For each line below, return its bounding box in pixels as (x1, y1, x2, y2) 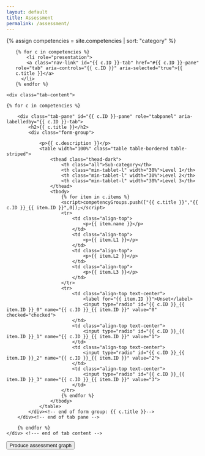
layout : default (6, 9, 48, 15)
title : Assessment (6, 15, 53, 21)
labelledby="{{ (6, 119, 45, 125)
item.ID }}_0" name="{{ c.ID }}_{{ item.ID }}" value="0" (6, 307, 157, 313)
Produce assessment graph (9, 442, 72, 449)
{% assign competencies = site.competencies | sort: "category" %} (6, 37, 176, 45)
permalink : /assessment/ (6, 20, 70, 26)
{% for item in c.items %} (61, 194, 130, 200)
